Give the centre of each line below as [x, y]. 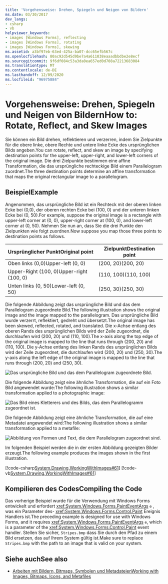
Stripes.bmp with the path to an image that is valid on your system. [74, 543]
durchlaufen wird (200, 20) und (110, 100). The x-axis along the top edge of [82, 336]
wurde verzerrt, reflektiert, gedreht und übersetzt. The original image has [80, 320]
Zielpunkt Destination [129, 248]
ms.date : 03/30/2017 [27, 14]
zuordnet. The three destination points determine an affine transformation [80, 171]
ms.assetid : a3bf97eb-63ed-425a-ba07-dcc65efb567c [59, 51]
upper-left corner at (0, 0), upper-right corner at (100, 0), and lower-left [79, 220]
